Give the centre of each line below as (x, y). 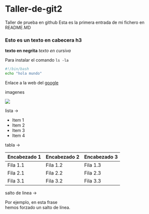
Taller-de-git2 (34, 9)
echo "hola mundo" (23, 74)
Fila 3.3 (93, 181)
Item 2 (18, 125)
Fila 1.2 (54, 165)
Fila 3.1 (16, 181)
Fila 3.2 (54, 181)
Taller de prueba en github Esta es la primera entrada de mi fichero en (75, 22)
